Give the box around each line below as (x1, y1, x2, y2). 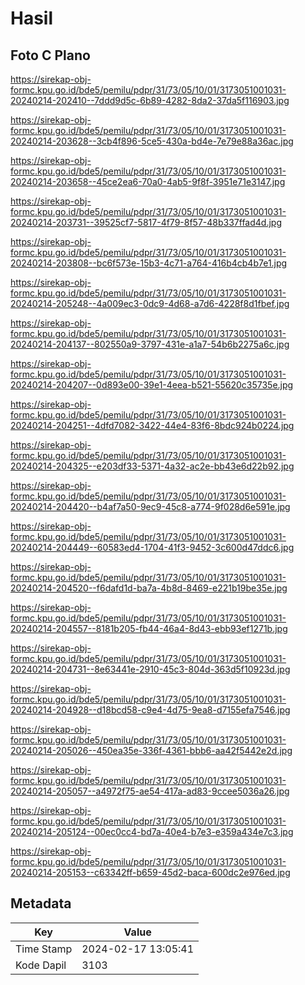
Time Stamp (15, 942, 73, 956)
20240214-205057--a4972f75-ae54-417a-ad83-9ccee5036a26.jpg (10, 785, 290, 797)
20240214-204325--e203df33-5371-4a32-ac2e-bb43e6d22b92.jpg (10, 460, 295, 472)
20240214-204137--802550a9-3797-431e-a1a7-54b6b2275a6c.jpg (10, 338, 290, 350)
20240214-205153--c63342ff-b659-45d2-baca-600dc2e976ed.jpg (10, 867, 291, 878)
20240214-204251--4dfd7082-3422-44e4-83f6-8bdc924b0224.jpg (10, 420, 295, 431)
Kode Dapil (15, 958, 67, 972)
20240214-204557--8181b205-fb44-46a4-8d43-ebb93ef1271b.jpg (10, 623, 288, 634)
